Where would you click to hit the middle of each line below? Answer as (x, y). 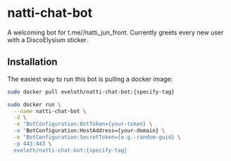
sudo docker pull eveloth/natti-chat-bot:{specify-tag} (91, 92)
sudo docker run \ (34, 104)
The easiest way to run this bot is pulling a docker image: (90, 79)
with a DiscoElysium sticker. (48, 39)
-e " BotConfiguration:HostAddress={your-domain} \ (89, 131)
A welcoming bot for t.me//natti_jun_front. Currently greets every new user (115, 32)
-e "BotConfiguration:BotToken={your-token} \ (83, 124)
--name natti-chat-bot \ (50, 111)
